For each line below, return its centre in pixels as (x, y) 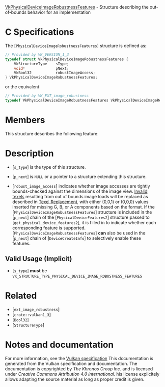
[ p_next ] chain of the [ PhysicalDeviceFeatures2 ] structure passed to (81, 217)
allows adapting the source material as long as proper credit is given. (75, 379)
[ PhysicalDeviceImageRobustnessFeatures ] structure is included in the (82, 212)
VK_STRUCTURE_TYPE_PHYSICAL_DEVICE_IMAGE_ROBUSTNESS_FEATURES (77, 276)
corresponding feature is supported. (49, 228)
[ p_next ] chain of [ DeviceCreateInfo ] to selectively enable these (77, 238)
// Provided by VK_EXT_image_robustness (47, 96)
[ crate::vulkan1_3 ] (31, 314)
